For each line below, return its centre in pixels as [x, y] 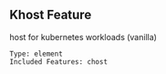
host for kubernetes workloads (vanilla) [83, 37]
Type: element [36, 54]
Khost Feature [51, 15]
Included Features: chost [58, 62]
